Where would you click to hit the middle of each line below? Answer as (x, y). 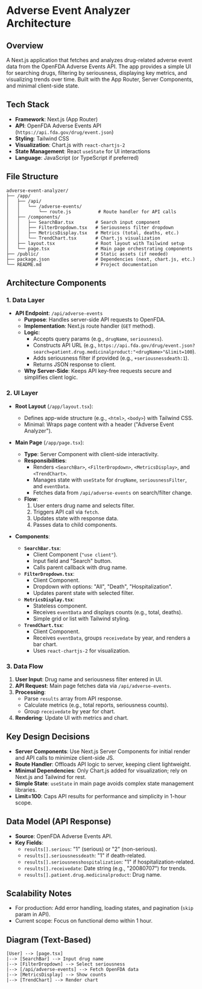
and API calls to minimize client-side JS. (65, 757)
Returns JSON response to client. (74, 364)
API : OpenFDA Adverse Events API (58, 126)
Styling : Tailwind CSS (42, 138)
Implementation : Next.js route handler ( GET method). (90, 326)
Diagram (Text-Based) (49, 940)
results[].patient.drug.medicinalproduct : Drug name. (93, 874)
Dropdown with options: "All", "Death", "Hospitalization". (103, 587)
